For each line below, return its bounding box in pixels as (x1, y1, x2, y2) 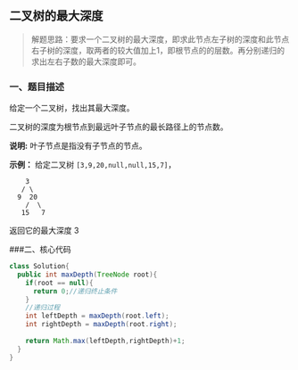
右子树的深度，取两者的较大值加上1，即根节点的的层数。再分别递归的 (30, 45, 286, 55)
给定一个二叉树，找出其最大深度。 (9, 103, 135, 113)
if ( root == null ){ (25, 278, 94, 287)
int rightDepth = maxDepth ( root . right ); (25, 320, 178, 329)
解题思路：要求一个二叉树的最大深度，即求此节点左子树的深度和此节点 (30, 34, 290, 45)
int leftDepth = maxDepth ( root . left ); (25, 311, 170, 321)
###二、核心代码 (9, 244, 71, 255)
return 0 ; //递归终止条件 (32, 286, 118, 296)
